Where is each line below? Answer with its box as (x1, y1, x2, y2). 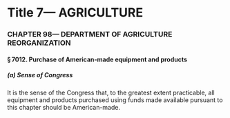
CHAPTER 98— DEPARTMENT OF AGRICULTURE (7, 30, 173, 39)
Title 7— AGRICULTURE (7, 5, 144, 21)
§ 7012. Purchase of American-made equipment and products (7, 55, 188, 63)
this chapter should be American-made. (7, 103, 121, 111)
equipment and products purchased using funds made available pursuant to (7, 95, 223, 104)
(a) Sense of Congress (7, 71, 73, 79)
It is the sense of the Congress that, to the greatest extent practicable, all (7, 88, 215, 97)
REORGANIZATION (7, 38, 71, 48)
